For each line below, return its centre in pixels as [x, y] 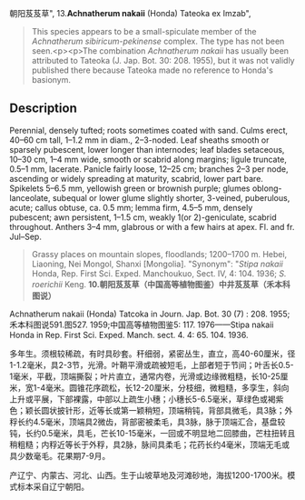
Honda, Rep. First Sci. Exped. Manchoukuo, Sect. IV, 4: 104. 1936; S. [159, 273]
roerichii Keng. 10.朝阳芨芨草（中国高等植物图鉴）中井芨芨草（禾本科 [161, 284]
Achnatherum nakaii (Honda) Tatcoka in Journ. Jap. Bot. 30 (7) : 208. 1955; [150, 314]
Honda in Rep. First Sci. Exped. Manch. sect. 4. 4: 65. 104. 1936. [129, 335]
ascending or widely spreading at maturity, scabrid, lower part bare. [136, 178]
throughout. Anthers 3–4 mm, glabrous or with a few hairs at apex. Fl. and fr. [152, 226]
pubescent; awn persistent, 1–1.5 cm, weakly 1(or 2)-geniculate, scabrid [143, 217]
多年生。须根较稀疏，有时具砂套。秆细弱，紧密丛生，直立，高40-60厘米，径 [152, 354]
